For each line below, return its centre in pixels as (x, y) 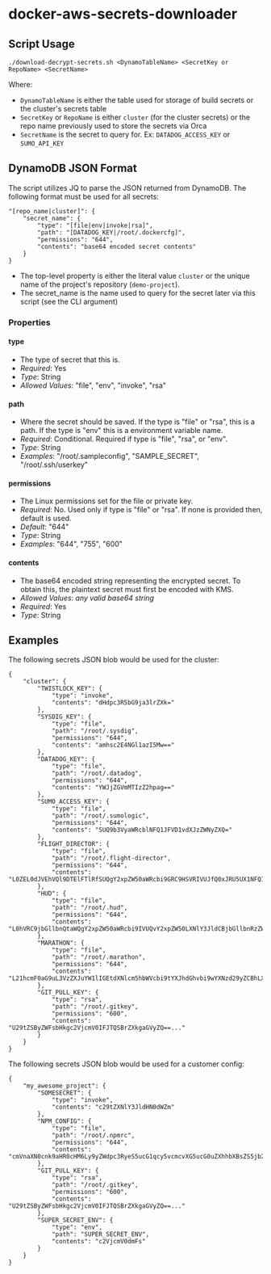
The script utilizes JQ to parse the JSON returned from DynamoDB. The (127, 187)
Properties (29, 322)
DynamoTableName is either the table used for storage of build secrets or (137, 100)
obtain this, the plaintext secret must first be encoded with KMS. (127, 589)
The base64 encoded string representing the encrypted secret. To (130, 580)
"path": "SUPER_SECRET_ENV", (100, 1234)
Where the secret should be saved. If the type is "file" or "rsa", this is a (138, 422)
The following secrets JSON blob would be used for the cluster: (114, 660)
